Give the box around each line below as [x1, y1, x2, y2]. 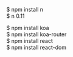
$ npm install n [6, 6, 44, 13]
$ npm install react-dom [6, 44, 67, 51]
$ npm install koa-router [6, 31, 67, 38]
